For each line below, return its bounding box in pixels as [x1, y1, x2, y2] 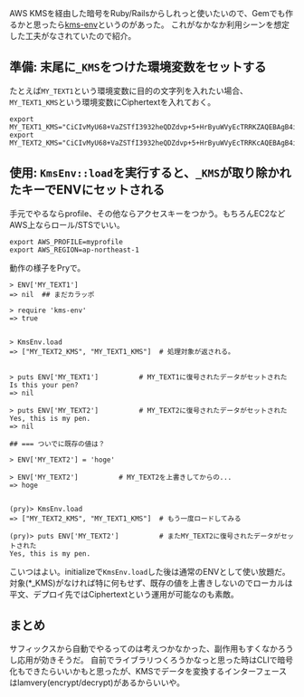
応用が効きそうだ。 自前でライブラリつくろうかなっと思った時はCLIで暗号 [16, 654, 294, 665]
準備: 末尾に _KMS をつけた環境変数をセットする [9, 60, 267, 75]
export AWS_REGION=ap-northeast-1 [9, 245, 140, 254]
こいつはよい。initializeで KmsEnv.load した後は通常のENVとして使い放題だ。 [9, 566, 290, 577]
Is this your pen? [9, 380, 79, 389]
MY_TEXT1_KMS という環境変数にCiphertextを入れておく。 [9, 96, 215, 107]
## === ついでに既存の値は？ [9, 439, 106, 448]
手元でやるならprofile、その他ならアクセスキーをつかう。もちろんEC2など [9, 207, 286, 219]
